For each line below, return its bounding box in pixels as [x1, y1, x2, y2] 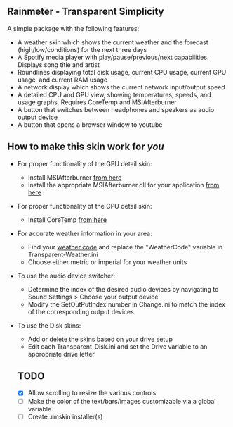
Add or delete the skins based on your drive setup [27, 335, 173, 343]
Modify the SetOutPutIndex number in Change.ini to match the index [27, 299, 226, 309]
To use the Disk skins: [17, 321, 81, 330]
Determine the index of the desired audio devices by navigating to [27, 285, 219, 293]
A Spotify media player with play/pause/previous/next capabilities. [17, 53, 209, 61]
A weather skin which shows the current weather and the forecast [17, 38, 208, 47]
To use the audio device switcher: [17, 271, 116, 280]
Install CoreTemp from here [27, 215, 107, 224]
